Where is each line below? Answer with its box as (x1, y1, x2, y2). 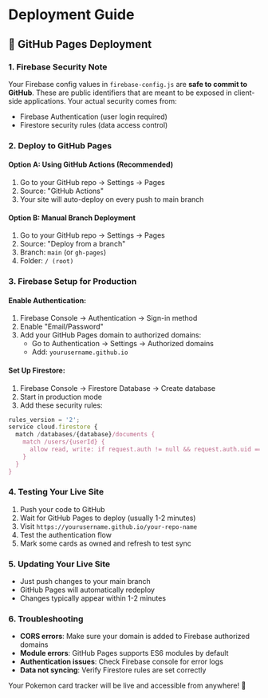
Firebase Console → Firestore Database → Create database (19, 383, 216, 392)
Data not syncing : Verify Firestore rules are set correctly (19, 665, 207, 675)
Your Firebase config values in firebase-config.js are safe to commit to (8, 79, 248, 89)
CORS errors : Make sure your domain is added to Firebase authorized (19, 632, 250, 641)
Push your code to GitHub (19, 504, 105, 514)
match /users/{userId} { (22, 438, 105, 446)
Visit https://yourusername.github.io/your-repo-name (19, 521, 198, 531)
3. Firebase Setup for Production (8, 276, 137, 287)
